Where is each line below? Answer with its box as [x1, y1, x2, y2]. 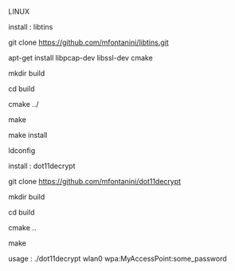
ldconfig [8, 146, 36, 155]
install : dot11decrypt [8, 161, 76, 171]
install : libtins [8, 22, 53, 31]
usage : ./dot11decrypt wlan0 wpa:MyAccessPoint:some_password [8, 254, 227, 263]
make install [8, 131, 48, 139]
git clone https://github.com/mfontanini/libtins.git [8, 37, 169, 47]
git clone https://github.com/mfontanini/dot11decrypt [8, 177, 182, 186]
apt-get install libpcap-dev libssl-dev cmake [8, 53, 153, 62]
